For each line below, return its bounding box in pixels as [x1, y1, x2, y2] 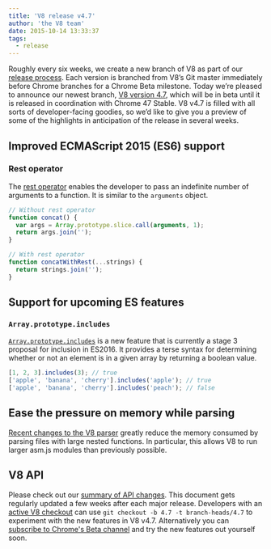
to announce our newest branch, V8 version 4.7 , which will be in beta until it [8, 90, 260, 99]
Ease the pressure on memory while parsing [8, 406, 235, 420]
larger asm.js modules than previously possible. [8, 445, 167, 454]
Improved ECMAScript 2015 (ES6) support [8, 139, 225, 153]
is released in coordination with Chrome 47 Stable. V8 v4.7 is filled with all [8, 99, 256, 108]
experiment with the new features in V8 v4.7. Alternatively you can [8, 515, 229, 526]
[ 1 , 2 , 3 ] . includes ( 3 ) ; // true [8, 369, 117, 377]
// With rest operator [8, 251, 85, 259]
